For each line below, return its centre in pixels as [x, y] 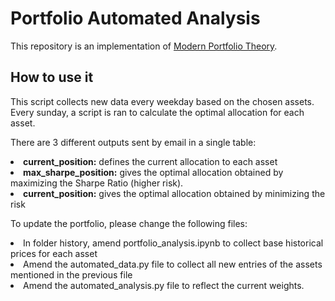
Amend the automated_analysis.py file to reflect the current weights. [164, 285]
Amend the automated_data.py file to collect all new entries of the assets [173, 264]
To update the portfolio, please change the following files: [129, 223]
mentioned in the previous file [71, 274]
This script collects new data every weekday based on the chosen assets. [162, 101]
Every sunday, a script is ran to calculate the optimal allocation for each [157, 112]
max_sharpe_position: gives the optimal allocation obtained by [153, 172]
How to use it [52, 77]
